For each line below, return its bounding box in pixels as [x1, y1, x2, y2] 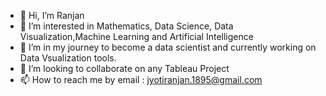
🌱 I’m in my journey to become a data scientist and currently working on [19, 41, 317, 53]
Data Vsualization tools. [19, 52, 117, 64]
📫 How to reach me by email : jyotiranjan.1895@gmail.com [19, 74, 263, 85]
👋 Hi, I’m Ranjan [19, 10, 85, 21]
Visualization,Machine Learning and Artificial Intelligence [19, 31, 254, 42]
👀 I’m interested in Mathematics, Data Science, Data [19, 20, 234, 32]
